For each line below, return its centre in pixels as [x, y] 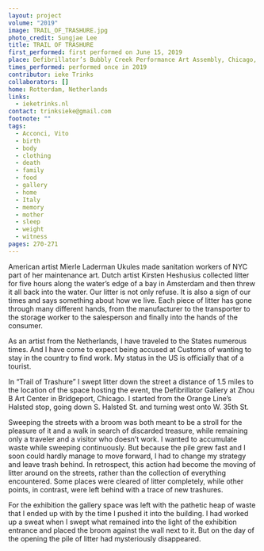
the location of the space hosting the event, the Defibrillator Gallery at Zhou [132, 390]
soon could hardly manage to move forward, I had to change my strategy [127, 456]
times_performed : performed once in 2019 [78, 67]
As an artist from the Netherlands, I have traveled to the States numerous [128, 341]
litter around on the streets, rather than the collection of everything [117, 473]
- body [26, 148]
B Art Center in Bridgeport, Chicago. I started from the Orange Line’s [120, 398]
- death [28, 163]
